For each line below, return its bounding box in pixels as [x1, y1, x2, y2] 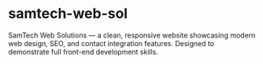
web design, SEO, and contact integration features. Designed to [8, 38, 215, 48]
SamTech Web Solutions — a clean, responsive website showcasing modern [8, 30, 256, 40]
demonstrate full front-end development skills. [8, 47, 159, 56]
